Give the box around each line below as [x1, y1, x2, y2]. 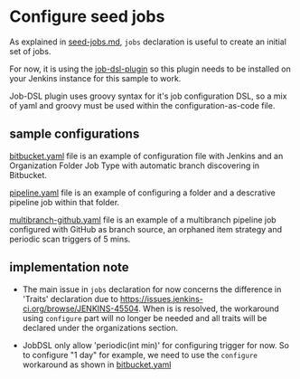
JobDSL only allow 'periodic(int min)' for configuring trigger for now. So [22, 339, 289, 350]
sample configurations [9, 127, 140, 142]
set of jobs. [9, 45, 52, 56]
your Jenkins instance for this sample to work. [9, 72, 182, 83]
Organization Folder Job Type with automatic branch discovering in [9, 160, 260, 171]
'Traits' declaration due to [22, 293, 119, 304]
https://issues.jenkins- [120, 293, 203, 304]
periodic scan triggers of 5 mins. [9, 233, 131, 244]
